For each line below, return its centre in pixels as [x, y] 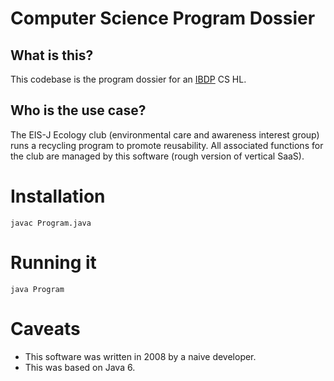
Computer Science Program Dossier [163, 18]
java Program [37, 289]
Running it [53, 262]
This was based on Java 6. [80, 367]
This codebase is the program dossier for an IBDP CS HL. [128, 79]
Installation [58, 196]
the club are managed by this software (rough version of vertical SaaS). [157, 156]
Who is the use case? [78, 110]
